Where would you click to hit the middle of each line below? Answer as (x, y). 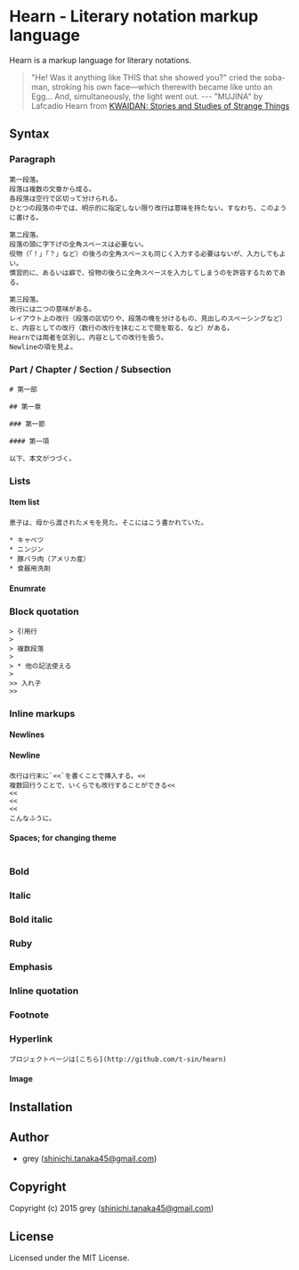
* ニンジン (27, 550)
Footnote (29, 1015)
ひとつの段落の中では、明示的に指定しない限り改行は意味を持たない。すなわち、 (135, 208)
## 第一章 (25, 407)
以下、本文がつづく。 (42, 458)
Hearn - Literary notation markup (134, 17)
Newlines (27, 735)
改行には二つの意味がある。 (53, 309)
